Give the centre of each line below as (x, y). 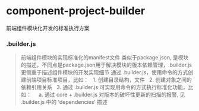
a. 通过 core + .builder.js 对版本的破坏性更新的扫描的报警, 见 (112, 95)
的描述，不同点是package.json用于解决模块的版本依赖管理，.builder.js (106, 65)
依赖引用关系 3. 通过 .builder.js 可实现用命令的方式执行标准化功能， (104, 87)
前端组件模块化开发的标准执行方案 (48, 28)
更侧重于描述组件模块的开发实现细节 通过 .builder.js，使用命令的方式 (104, 72)
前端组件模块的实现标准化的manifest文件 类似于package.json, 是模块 (105, 58)
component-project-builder (76, 11)
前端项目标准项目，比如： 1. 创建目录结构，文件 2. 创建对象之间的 (109, 80)
